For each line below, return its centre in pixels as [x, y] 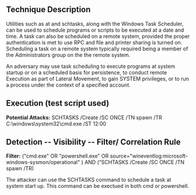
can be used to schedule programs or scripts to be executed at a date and [95, 30]
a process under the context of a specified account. [69, 85]
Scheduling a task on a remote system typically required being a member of [97, 49]
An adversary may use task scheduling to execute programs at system [91, 66]
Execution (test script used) [58, 103]
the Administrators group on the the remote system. [68, 54]
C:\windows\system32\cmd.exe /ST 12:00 [56, 124]
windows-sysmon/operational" [43, 162]
